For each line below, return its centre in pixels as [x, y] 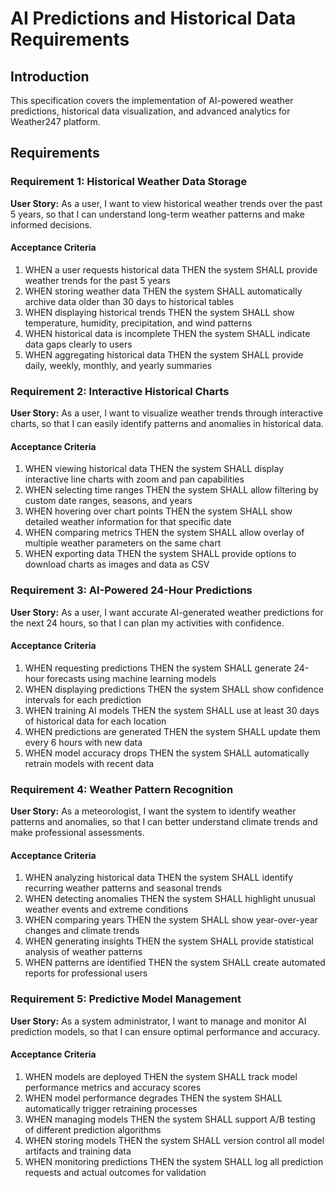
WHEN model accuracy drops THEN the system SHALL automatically [167, 753]
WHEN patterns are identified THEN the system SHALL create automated [175, 963]
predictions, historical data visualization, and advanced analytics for [150, 111]
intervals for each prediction [83, 699]
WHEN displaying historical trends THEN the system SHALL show [159, 312]
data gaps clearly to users [78, 344]
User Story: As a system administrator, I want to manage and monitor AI [158, 1021]
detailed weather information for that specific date [128, 522]
